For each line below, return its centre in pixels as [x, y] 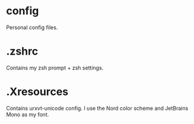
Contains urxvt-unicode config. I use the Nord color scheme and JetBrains [97, 108]
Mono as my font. [28, 115]
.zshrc [22, 51]
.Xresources [37, 92]
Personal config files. [32, 27]
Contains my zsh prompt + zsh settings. [55, 68]
